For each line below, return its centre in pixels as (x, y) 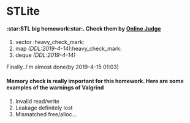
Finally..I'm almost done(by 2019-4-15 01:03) (63, 67)
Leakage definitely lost (44, 108)
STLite (23, 11)
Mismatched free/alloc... (46, 114)
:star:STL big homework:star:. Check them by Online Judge (84, 28)
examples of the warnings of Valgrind (55, 88)
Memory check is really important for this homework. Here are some (95, 81)
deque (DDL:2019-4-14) (45, 55)
